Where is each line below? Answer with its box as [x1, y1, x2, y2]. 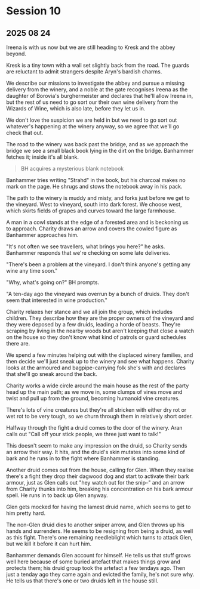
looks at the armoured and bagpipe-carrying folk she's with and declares [6, 364, 186, 371]
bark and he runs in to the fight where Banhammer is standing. [6, 455, 160, 462]
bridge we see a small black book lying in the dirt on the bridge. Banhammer [6, 147, 194, 154]
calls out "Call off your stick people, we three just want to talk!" [6, 431, 161, 437]
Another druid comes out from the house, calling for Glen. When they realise [6, 467, 194, 473]
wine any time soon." [6, 267, 58, 274]
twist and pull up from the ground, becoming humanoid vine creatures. [6, 395, 180, 402]
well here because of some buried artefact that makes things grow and [6, 558, 180, 565]
